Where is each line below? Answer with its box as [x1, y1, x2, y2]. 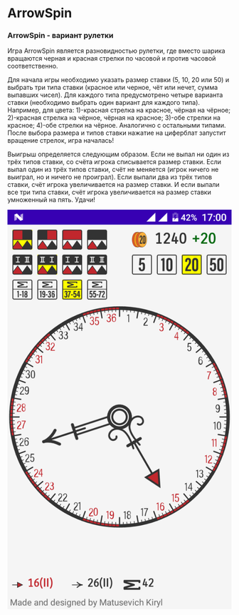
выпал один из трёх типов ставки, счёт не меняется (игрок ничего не [7, 166, 219, 174]
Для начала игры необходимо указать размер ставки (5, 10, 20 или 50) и [7, 76, 230, 84]
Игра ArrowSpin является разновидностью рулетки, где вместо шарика [7, 46, 225, 55]
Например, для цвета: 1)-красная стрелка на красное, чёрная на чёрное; [7, 106, 231, 115]
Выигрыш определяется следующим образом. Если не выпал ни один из [7, 150, 230, 158]
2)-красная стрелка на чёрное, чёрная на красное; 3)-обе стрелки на [7, 113, 221, 122]
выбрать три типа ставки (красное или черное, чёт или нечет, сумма [7, 83, 218, 92]
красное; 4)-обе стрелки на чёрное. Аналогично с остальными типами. [7, 121, 226, 130]
